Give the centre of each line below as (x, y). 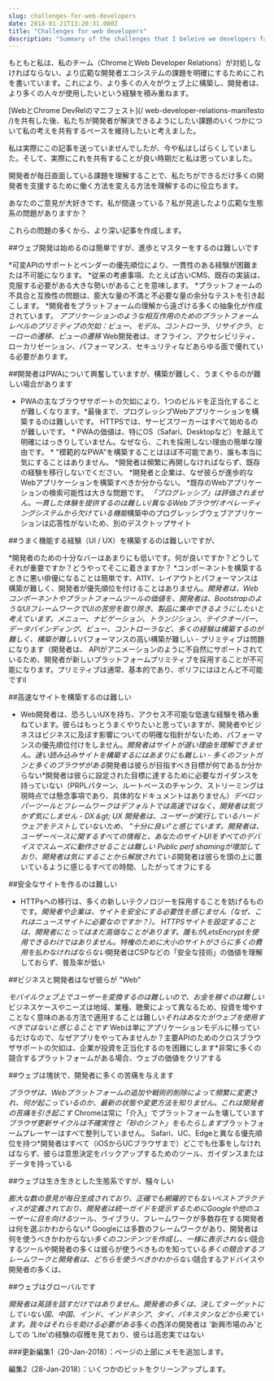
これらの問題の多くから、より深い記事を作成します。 (97, 231)
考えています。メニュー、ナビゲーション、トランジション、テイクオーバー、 (135, 619)
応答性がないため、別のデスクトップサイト (120, 523)
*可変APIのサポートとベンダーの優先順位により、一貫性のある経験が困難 (130, 265)
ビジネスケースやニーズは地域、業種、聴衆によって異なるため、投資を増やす (136, 1007)
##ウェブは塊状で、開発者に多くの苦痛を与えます (91, 1075)
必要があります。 (43, 357)
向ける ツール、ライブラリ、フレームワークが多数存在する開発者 (157, 1219)
